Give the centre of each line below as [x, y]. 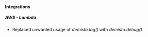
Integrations [18, 7]
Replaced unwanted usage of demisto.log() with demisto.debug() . [78, 29]
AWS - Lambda [21, 18]
